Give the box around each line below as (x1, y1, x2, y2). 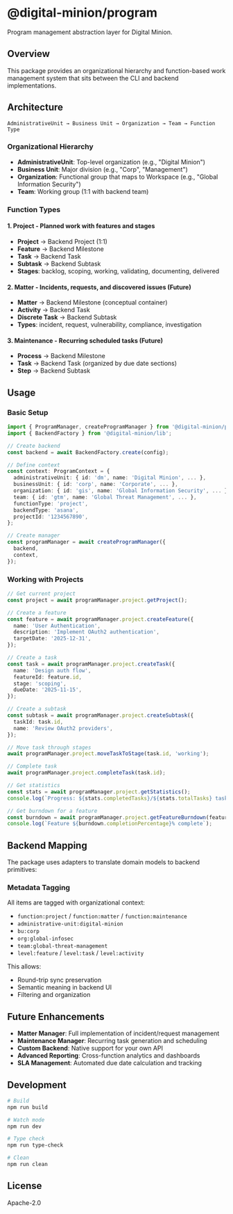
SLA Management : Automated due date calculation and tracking (17, 1059, 202, 1067)
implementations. (7, 81, 57, 90)
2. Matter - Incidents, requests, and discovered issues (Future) (7, 283, 192, 291)
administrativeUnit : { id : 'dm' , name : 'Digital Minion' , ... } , (13, 474, 207, 481)
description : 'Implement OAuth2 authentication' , (13, 629, 159, 636)
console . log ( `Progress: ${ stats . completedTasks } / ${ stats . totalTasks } (7, 795, 213, 802)
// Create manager (7, 532, 60, 540)
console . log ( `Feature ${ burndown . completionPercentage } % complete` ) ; (7, 820, 213, 827)
